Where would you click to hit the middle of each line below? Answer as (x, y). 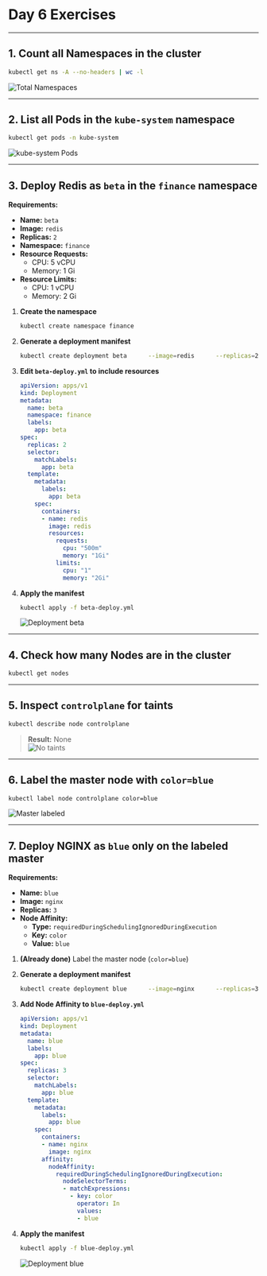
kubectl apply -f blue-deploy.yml (77, 1248)
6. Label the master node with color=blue (111, 780)
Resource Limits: (48, 279)
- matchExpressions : (97, 1189)
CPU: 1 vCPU (53, 288)
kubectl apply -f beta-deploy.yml (77, 607)
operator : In (99, 1204)
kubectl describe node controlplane (69, 724)
